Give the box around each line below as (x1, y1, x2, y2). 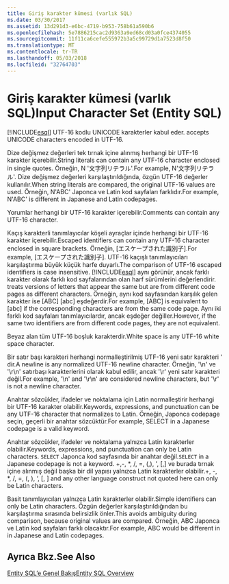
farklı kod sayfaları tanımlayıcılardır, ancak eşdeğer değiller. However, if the (7, 312, 217, 320)
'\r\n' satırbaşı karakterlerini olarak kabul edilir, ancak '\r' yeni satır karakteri (7, 367, 220, 375)
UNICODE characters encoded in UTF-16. (7, 135, 124, 143)
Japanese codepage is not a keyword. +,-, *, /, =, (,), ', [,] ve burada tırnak (7, 459, 214, 467)
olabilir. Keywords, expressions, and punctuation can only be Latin (7, 445, 192, 453)
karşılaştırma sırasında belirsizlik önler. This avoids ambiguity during (7, 509, 197, 517)
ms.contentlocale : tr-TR (7, 49, 78, 56)
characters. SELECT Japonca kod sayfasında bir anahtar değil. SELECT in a (7, 452, 209, 460)
